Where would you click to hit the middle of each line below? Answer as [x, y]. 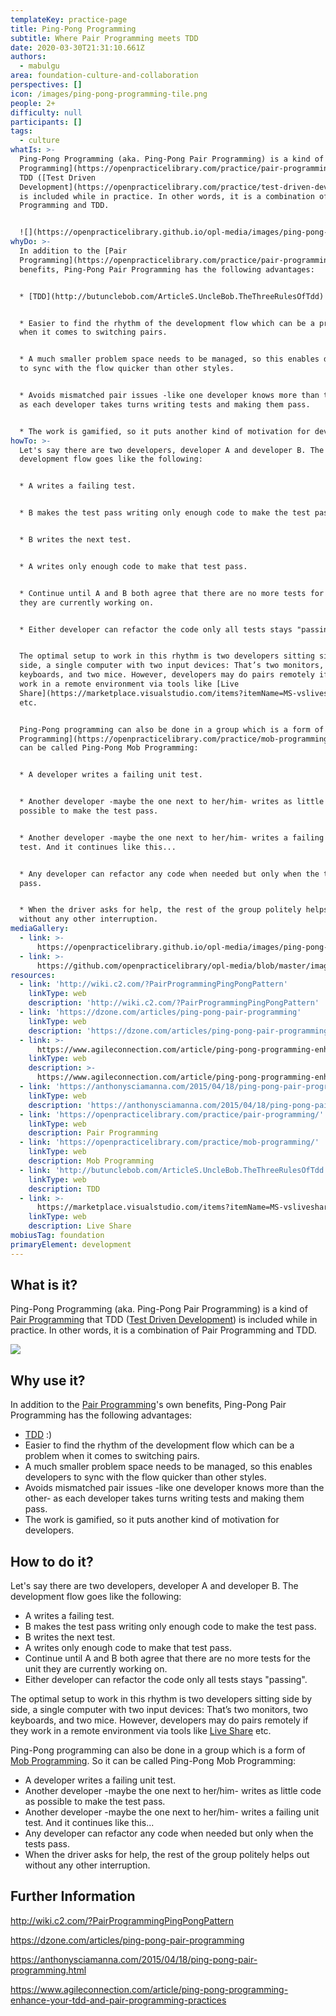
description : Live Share [80, 1226]
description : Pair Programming [93, 1133]
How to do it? [52, 1561]
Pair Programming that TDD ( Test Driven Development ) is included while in [164, 1320]
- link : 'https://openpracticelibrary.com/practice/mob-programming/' [169, 1142]
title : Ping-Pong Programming [73, 29]
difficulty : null [46, 112]
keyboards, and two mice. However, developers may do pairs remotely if [159, 1720]
